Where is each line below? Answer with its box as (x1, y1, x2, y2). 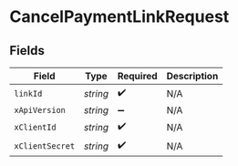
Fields (9, 43, 46, 58)
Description (166, 70, 219, 82)
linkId (14, 88, 43, 99)
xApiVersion (14, 105, 67, 115)
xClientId (14, 121, 57, 132)
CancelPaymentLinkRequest (9, 6, 230, 27)
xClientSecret (14, 140, 76, 151)
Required (117, 70, 158, 82)
